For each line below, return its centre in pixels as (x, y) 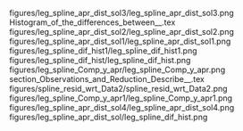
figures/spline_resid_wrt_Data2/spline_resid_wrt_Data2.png (118, 89)
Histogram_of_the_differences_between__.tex (92, 22)
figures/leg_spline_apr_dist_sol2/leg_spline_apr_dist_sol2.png (121, 32)
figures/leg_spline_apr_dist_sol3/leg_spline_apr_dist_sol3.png (121, 13)
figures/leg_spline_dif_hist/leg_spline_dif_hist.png (100, 60)
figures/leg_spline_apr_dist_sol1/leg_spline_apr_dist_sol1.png (120, 41)
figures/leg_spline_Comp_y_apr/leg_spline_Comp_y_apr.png (117, 70)
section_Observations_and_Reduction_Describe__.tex (107, 79)
